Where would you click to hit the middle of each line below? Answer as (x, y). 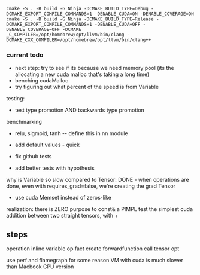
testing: (16, 99)
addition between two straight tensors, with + (62, 216)
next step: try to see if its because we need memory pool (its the (95, 68)
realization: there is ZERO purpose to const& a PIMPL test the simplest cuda (100, 209)
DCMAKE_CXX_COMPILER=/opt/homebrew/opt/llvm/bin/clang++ (79, 40)
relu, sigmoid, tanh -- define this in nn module (71, 133)
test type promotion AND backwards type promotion (80, 110)
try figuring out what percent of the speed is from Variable (87, 87)
